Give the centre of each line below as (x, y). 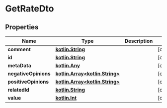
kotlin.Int (66, 98)
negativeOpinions (29, 74)
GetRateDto (30, 9)
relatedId (19, 90)
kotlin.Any (68, 65)
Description (139, 41)
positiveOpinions (28, 82)
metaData (19, 65)
